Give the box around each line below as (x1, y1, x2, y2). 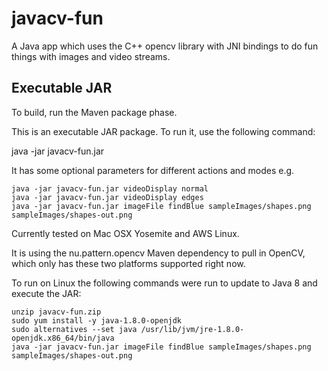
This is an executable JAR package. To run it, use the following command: (11, 125, 316, 137)
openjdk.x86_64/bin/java (11, 333, 115, 343)
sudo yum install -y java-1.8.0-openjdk (11, 315, 183, 326)
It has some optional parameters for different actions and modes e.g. (11, 164, 295, 176)
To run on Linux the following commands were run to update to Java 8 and (11, 277, 318, 289)
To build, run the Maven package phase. (11, 106, 178, 118)
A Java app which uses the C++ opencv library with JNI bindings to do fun (11, 40, 319, 52)
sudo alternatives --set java (11, 324, 138, 334)
